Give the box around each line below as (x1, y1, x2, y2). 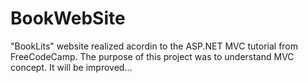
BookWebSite (10, 7, 126, 30)
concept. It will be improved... (10, 61, 133, 73)
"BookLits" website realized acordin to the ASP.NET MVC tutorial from (10, 40, 299, 52)
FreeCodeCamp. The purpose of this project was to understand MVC (10, 50, 295, 62)
